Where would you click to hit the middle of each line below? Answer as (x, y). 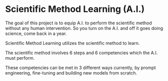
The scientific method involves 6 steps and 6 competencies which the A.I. (81, 53)
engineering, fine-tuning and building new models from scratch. (71, 73)
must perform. (20, 58)
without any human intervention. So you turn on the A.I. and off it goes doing (84, 28)
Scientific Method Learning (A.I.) (75, 9)
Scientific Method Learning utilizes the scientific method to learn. (72, 43)
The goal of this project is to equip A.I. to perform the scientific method (78, 23)
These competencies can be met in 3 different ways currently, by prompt (80, 68)
